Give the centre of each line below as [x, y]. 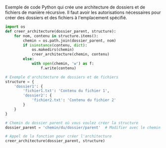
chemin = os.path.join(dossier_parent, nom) [70, 41]
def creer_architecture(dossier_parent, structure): [61, 31]
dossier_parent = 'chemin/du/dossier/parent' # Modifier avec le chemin [83, 127]
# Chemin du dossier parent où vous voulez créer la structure [72, 123]
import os [15, 27]
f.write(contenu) [58, 68]
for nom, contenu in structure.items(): [56, 36]
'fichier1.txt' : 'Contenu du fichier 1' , [66, 91]
